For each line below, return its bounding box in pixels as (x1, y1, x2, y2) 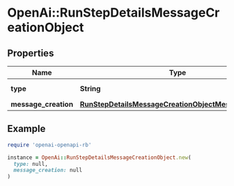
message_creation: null (13, 167, 82, 174)
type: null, (13, 160, 49, 167)
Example (7, 123, 46, 135)
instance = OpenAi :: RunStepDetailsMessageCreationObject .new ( (7, 154, 192, 161)
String (79, 84, 101, 93)
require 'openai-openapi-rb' (7, 141, 92, 149)
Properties (7, 47, 54, 59)
